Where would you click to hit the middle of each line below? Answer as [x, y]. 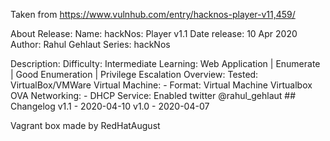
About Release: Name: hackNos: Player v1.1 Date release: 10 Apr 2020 [154, 33]
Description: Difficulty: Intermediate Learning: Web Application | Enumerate [165, 63]
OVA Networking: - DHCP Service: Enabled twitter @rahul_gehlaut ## [153, 95]
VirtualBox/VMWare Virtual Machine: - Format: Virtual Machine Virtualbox [161, 85]
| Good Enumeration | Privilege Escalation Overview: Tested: [134, 74]
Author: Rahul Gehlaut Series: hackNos [90, 44]
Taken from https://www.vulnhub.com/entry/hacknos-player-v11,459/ [153, 14]
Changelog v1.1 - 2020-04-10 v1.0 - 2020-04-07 [110, 106]
